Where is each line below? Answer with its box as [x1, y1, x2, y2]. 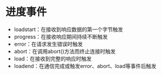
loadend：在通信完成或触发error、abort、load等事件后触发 [14, 62, 157, 69]
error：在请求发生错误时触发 [14, 40, 83, 47]
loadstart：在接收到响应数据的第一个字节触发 [14, 26, 124, 33]
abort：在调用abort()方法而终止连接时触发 [14, 47, 116, 54]
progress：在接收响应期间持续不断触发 [14, 33, 108, 40]
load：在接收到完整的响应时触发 [14, 55, 92, 62]
